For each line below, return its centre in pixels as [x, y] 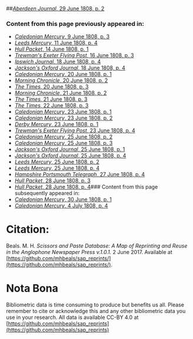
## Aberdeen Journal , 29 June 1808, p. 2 [55, 9]
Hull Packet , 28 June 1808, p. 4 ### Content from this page [86, 187]
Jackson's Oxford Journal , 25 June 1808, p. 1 [70, 149]
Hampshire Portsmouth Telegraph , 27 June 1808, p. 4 [80, 175]
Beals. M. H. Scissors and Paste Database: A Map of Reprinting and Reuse [97, 246]
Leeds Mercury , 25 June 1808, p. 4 [57, 168]
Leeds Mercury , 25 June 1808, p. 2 [57, 162]
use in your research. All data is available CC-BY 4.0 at [72, 317]
